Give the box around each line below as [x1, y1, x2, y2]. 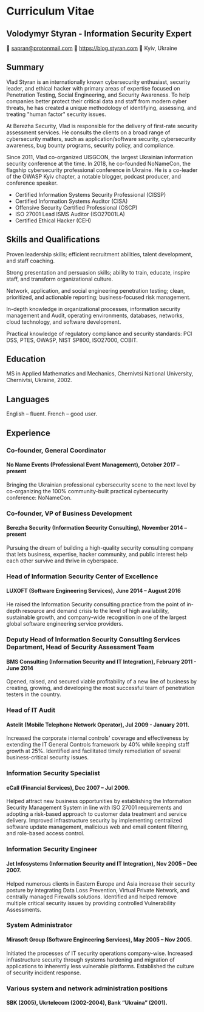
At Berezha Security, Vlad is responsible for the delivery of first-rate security [6, 122, 198, 129]
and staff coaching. [6, 257, 55, 264]
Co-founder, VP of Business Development [6, 509, 132, 518]
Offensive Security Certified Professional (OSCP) [15, 203, 138, 211]
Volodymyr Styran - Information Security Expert [6, 29, 192, 39]
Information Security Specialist [6, 769, 100, 778]
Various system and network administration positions [6, 984, 168, 993]
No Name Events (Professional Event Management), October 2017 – [6, 461, 180, 468]
